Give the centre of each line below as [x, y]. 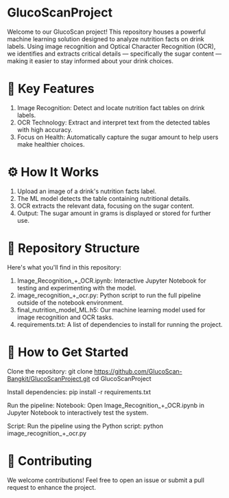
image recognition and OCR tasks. [65, 317]
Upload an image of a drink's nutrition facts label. [87, 191]
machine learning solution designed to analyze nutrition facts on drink [106, 39]
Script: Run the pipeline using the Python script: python [85, 426]
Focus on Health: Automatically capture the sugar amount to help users [118, 137]
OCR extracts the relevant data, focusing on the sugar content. [105, 206]
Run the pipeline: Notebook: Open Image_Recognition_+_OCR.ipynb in [106, 405]
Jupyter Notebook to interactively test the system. [78, 412]
